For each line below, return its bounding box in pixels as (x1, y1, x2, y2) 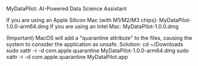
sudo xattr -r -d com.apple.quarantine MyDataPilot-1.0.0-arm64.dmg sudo (6, 47, 190, 54)
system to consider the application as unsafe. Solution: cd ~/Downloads (6, 41, 184, 48)
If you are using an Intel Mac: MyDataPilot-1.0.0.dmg (50, 23, 179, 30)
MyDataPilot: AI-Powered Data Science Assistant (6, 5, 127, 12)
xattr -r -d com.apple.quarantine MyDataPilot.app (6, 54, 129, 60)
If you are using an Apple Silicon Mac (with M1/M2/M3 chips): (6, 17, 158, 23)
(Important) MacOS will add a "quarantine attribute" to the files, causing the (6, 34, 193, 41)
